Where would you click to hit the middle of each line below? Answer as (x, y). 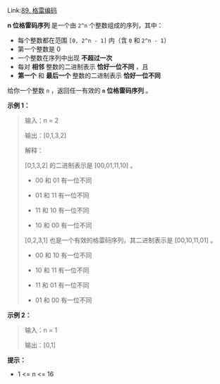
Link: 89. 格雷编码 (32, 10)
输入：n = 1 (41, 330)
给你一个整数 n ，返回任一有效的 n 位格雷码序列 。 (80, 91)
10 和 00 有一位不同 (63, 225)
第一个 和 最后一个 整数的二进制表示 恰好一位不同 (89, 75)
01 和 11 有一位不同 (62, 195)
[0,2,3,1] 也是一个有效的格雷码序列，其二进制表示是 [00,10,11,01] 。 (121, 240)
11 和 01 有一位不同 (62, 285)
